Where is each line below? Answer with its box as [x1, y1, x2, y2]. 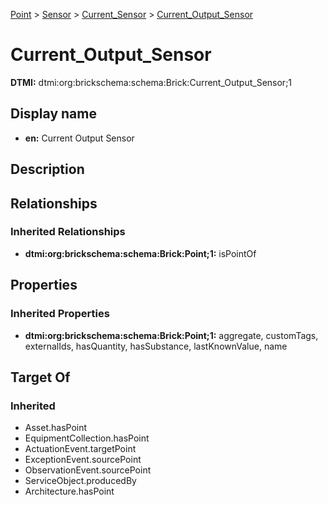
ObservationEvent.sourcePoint [24, 464, 152, 476]
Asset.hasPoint [24, 422, 88, 434]
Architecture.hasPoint [24, 485, 115, 498]
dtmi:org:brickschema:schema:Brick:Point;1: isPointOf [24, 247, 257, 259]
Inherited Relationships [10, 225, 126, 239]
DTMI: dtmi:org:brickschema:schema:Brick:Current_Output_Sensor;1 [10, 76, 293, 88]
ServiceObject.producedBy [24, 475, 137, 487]
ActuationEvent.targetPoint [24, 443, 137, 455]
